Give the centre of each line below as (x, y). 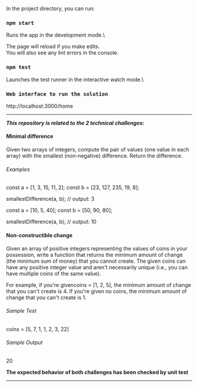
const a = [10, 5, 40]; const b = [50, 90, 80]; (59, 210)
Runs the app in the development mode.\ (55, 35)
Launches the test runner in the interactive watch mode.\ (75, 80)
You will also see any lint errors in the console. (62, 53)
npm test (19, 67)
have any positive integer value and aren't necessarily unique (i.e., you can (97, 267)
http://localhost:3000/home (40, 106)
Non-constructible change (39, 235)
